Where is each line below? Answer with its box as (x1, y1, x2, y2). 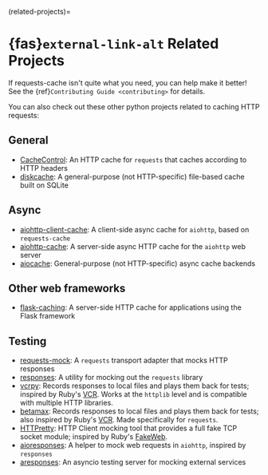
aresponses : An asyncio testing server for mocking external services (19, 457, 246, 467)
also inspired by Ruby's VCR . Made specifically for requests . (19, 415, 219, 425)
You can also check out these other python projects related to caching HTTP (8, 101, 260, 111)
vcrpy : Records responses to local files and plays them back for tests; (19, 381, 250, 390)
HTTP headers (19, 163, 68, 172)
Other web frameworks (8, 281, 126, 295)
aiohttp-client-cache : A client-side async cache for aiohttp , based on (19, 224, 250, 234)
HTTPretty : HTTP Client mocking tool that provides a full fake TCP (19, 423, 238, 433)
